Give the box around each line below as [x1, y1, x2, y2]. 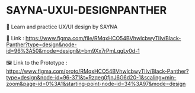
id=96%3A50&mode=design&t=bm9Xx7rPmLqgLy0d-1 [6, 47, 140, 54]
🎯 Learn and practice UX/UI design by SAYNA [6, 23, 118, 30]
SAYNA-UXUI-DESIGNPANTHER [6, 4, 167, 17]
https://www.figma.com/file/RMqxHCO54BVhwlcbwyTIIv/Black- [25, 34, 181, 41]
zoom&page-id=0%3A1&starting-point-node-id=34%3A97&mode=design [6, 80, 186, 87]
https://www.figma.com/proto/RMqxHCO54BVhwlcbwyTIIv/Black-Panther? [6, 68, 189, 75]
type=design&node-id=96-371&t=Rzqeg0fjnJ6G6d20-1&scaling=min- [6, 73, 177, 81]
